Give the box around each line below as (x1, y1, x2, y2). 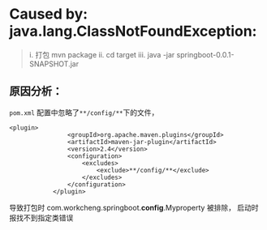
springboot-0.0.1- (176, 49, 235, 59)
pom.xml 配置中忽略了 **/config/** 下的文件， (9, 107, 159, 117)
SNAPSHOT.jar (28, 58, 80, 69)
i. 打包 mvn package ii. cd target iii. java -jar (28, 49, 175, 59)
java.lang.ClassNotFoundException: (9, 22, 257, 40)
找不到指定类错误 (15, 212, 74, 223)
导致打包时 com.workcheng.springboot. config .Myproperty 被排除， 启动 (9, 202, 252, 212)
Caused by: (9, 5, 88, 23)
